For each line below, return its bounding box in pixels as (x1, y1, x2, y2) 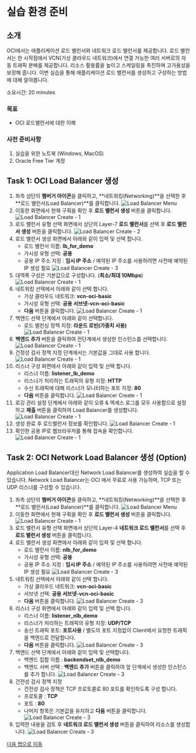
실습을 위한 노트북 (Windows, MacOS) (15, 150, 104, 157)
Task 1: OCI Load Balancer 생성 (6, 176, 119, 186)
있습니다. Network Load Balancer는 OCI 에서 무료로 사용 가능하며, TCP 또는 (6, 477, 181, 484)
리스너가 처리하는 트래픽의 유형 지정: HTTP (23, 377, 122, 384)
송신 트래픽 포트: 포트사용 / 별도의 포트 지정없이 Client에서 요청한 (23, 627, 172, 634)
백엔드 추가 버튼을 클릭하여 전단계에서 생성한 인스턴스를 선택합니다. (15, 336, 168, 343)
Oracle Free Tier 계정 (15, 157, 65, 164)
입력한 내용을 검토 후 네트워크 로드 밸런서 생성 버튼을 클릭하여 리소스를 (15, 721, 175, 728)
